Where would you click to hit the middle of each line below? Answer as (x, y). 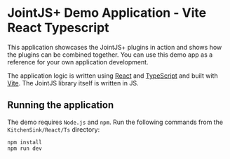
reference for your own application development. (78, 62)
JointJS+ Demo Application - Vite (107, 13)
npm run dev (25, 148)
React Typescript (58, 28)
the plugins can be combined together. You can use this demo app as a (110, 55)
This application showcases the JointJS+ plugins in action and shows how (115, 47)
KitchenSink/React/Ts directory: (54, 129)
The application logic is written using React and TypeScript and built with (113, 76)
